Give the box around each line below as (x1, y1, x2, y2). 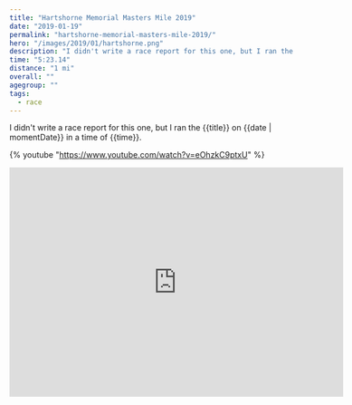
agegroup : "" (9, 81, 59, 90)
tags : (9, 89, 30, 98)
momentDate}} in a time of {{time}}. (9, 132, 142, 143)
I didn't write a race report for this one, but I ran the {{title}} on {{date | (9, 122, 272, 133)
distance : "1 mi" (9, 64, 75, 73)
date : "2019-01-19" (9, 22, 83, 31)
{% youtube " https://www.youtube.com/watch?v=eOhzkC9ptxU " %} (9, 149, 265, 160)
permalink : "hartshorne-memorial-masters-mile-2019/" (9, 30, 217, 39)
